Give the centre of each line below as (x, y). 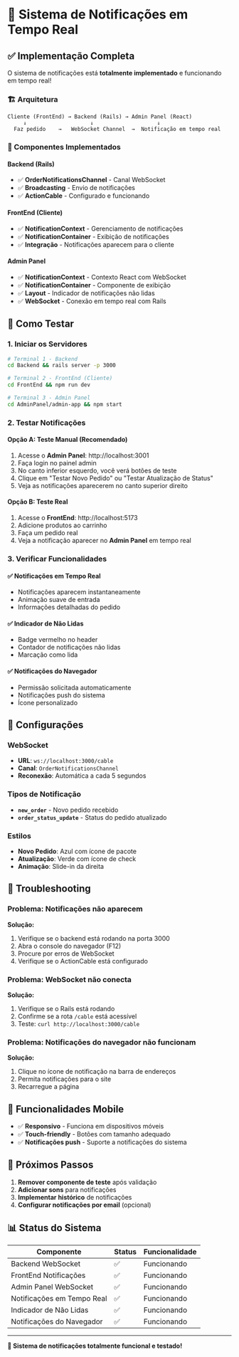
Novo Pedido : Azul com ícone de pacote (77, 851)
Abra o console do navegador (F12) (69, 946)
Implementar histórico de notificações (75, 1197)
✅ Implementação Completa (71, 56)
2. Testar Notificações (47, 423)
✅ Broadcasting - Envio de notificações (76, 188)
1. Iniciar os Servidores (47, 344)
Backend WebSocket (46, 1264)
